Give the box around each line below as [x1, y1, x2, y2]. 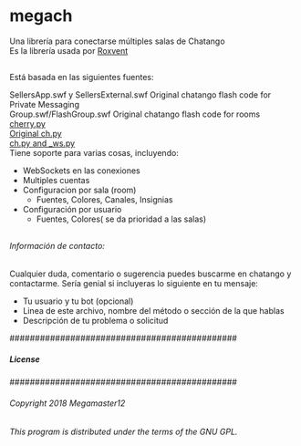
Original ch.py [9, 129, 62, 140]
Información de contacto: [9, 240, 105, 251]
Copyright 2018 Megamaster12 [9, 398, 126, 409]
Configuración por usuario [22, 204, 122, 215]
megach [9, 5, 73, 26]
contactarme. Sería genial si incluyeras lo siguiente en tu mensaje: [9, 278, 258, 289]
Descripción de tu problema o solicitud [22, 316, 169, 327]
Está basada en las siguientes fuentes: [9, 72, 154, 83]
